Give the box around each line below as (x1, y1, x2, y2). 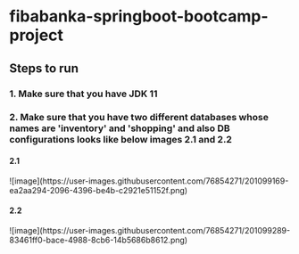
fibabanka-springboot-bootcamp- (9, 6, 270, 27)
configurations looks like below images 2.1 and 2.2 (9, 134, 232, 146)
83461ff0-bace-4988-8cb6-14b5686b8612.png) (9, 234, 188, 245)
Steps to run (9, 61, 79, 76)
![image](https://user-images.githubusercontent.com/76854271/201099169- (9, 176, 289, 186)
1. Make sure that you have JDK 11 (9, 87, 158, 100)
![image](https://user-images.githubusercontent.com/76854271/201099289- (9, 225, 291, 235)
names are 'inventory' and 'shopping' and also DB (9, 122, 230, 135)
